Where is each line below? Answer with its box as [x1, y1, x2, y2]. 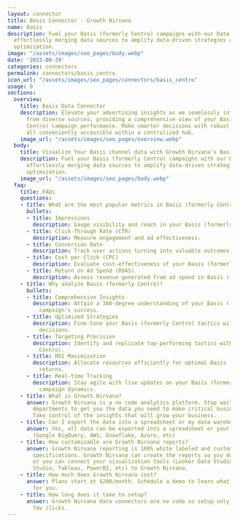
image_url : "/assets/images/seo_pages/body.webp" [20, 175, 170, 182]
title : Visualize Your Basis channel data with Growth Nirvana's [20, 149, 217, 156]
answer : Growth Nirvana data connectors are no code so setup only [25, 497, 230, 505]
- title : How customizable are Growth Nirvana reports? [20, 438, 189, 446]
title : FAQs [20, 188, 55, 195]
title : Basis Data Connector [20, 103, 106, 110]
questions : [20, 195, 52, 202]
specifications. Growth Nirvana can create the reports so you [33, 451, 223, 459]
